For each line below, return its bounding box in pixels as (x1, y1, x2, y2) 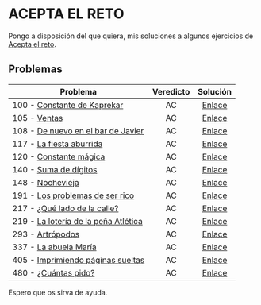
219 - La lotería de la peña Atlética (12, 215, 143, 226)
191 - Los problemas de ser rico (12, 190, 135, 201)
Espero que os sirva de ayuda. (8, 288, 108, 297)
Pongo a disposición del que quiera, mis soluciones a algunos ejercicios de (8, 31, 254, 41)
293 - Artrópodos (12, 228, 80, 239)
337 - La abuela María (12, 241, 97, 253)
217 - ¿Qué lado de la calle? (12, 203, 119, 214)
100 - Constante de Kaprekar (12, 99, 124, 110)
